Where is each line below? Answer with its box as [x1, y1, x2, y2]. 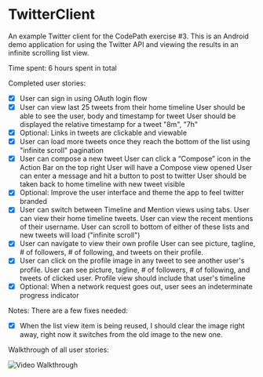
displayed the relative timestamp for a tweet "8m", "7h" [19, 120, 199, 129]
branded [19, 197, 48, 206]
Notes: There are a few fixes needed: [8, 306, 128, 315]
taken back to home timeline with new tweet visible [19, 179, 185, 189]
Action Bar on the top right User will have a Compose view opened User [19, 163, 253, 172]
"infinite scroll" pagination [19, 146, 104, 155]
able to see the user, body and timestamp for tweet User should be [19, 111, 236, 121]
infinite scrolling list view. [8, 48, 89, 57]
